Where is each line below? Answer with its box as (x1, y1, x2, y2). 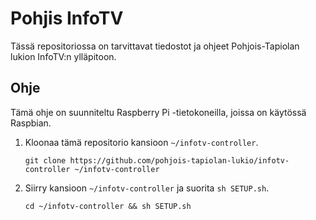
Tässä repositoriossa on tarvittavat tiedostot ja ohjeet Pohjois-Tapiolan (10, 40, 300, 52)
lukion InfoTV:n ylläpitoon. (10, 50, 117, 62)
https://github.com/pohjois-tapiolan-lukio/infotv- (69, 155, 290, 166)
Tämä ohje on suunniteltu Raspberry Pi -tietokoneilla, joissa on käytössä (10, 106, 307, 118)
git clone (24, 155, 67, 166)
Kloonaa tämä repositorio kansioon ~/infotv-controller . (24, 136, 259, 148)
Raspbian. (10, 117, 52, 129)
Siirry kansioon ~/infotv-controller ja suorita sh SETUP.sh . (24, 182, 270, 194)
